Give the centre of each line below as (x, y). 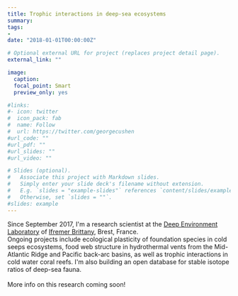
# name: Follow (31, 125)
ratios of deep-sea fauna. (45, 269)
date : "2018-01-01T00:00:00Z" (52, 40)
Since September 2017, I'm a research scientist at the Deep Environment (113, 224)
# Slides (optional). (39, 171)
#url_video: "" (30, 158)
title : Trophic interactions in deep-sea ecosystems (87, 14)
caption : (27, 79)
